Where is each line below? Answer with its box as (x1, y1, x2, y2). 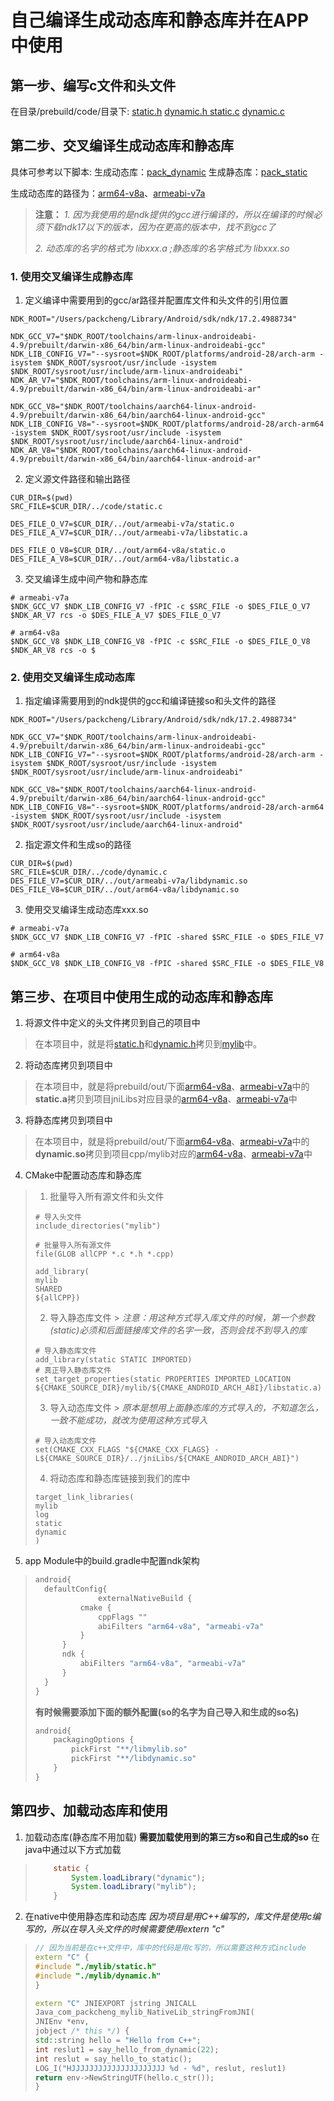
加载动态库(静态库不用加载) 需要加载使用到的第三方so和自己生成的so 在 (24, 1831, 320, 1843)
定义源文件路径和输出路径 (24, 473, 131, 485)
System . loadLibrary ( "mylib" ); (71, 1882, 197, 1892)
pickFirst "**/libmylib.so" (71, 1744, 188, 1755)
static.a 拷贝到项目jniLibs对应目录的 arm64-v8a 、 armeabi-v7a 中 (34, 1093, 298, 1105)
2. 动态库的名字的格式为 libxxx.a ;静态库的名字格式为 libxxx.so (34, 242, 290, 254)
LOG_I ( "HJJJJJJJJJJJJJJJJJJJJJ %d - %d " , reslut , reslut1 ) (34, 2063, 287, 2073)
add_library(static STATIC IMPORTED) (34, 1355, 193, 1365)
